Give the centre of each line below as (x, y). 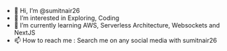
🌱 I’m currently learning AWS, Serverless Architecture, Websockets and (117, 25)
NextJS (25, 32)
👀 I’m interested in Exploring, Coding (67, 18)
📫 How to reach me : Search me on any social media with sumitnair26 (115, 40)
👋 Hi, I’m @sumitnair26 (47, 11)
